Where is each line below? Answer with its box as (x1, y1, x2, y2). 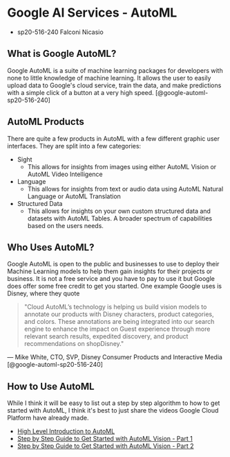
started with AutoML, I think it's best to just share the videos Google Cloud (7, 406, 219, 415)
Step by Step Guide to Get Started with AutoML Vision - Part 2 (17, 442, 194, 450)
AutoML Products (7, 116, 85, 128)
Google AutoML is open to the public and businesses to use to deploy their (7, 260, 220, 268)
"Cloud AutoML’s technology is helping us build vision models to (23, 303, 207, 311)
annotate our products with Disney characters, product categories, (23, 310, 214, 318)
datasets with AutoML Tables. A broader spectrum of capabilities (27, 214, 213, 223)
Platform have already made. (7, 414, 89, 422)
